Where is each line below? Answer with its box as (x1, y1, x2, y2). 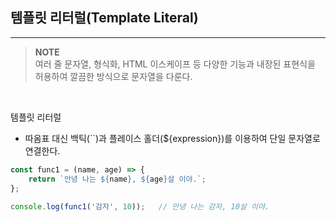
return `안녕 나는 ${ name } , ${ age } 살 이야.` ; (28, 174, 207, 184)
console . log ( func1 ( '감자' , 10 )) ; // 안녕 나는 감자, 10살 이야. (10, 202, 270, 212)
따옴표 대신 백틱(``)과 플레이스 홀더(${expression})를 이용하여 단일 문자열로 (24, 132, 321, 144)
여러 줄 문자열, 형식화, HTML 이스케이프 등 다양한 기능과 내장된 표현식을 (34, 58, 316, 70)
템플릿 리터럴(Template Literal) (10, 9, 199, 27)
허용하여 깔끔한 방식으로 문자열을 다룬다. (34, 70, 193, 82)
